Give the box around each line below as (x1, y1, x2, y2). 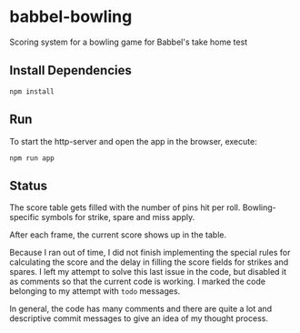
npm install (9, 86, 55, 96)
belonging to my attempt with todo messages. (9, 286, 181, 297)
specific (9, 212, 40, 223)
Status (9, 177, 48, 193)
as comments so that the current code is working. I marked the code (9, 276, 266, 288)
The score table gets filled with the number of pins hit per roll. (9, 202, 241, 213)
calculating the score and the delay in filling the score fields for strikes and (9, 257, 289, 267)
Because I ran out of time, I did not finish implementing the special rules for (9, 247, 291, 258)
